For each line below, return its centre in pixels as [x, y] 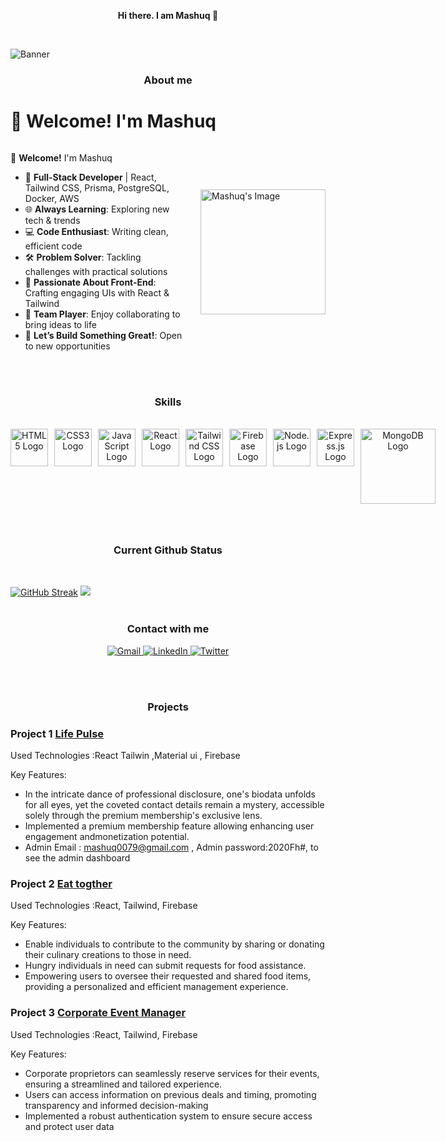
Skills [168, 402]
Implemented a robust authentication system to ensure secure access [168, 1116]
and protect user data [69, 1126]
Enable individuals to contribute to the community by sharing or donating [174, 944]
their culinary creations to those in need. [108, 955]
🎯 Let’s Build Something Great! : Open [103, 335]
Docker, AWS [52, 198]
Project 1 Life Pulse [57, 733]
